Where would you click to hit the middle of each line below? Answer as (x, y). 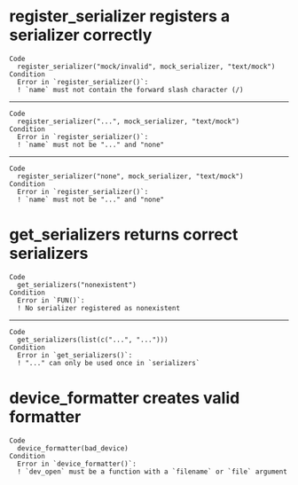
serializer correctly (81, 35)
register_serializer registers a (120, 16)
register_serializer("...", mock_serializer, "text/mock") (129, 121)
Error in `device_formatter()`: (77, 464)
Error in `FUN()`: (51, 300)
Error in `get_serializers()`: (75, 355)
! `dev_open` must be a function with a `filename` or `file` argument (153, 472)
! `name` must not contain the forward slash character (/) (130, 90)
